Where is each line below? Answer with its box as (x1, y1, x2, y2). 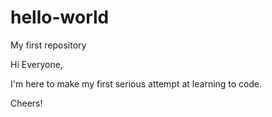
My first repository (10, 39, 87, 51)
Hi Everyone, (10, 58, 63, 70)
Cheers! (10, 97, 43, 109)
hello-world (10, 6, 110, 29)
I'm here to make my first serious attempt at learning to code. (10, 77, 263, 90)
